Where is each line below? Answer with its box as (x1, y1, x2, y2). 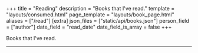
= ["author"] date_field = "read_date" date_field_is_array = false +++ (6, 23, 172, 30)
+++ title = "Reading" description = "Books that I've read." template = (6, 5, 175, 12)
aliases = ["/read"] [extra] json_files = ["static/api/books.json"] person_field (6, 17, 190, 24)
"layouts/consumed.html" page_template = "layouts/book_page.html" (6, 11, 175, 18)
